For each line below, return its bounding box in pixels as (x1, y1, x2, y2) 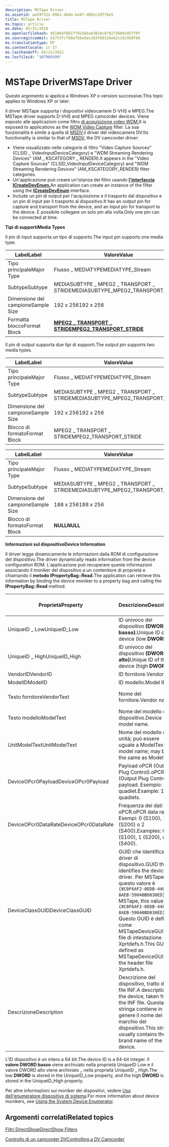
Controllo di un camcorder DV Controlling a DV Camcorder (5, 1136, 125, 1142)
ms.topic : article (5, 21, 44, 27)
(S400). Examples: (118, 827, 161, 834)
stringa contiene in (118, 1006, 162, 1013)
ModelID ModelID (8, 679, 48, 686)
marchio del (118, 1018, 147, 1025)
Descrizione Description (8, 1009, 64, 1016)
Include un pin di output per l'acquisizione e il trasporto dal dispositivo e (12, 193, 162, 199)
